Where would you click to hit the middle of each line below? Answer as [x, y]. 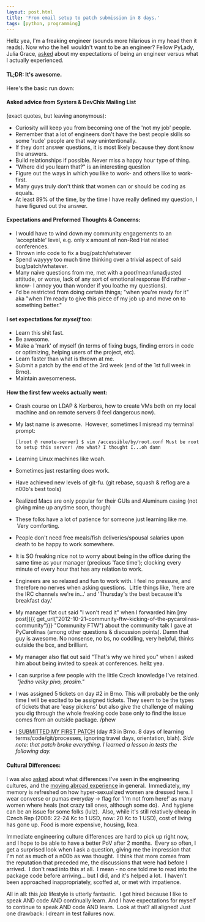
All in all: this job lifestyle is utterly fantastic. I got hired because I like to [97, 894]
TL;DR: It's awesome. [34, 74]
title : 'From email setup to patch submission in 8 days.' [83, 18]
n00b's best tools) [38, 489]
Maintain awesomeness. [46, 378]
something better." [39, 305]
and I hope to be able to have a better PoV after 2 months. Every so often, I [101, 843]
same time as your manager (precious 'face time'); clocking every [98, 563]
